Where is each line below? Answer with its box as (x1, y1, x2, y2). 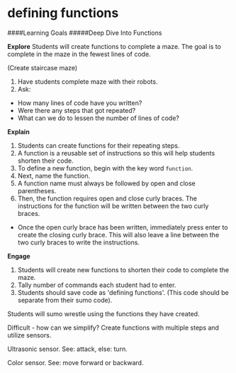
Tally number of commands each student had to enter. (17, 281, 176, 289)
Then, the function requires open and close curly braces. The (17, 194, 197, 202)
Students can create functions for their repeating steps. (17, 141, 180, 150)
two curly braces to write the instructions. (17, 238, 140, 247)
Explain (7, 127, 30, 136)
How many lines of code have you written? (17, 98, 142, 107)
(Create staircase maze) (7, 63, 78, 72)
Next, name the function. (17, 171, 91, 180)
